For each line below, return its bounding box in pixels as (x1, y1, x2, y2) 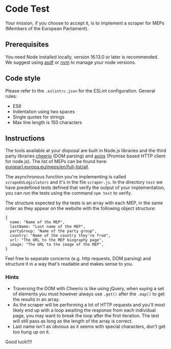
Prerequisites (5, 40, 49, 49)
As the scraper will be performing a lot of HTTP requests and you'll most (12, 301, 165, 308)
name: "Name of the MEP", (10, 220, 65, 225)
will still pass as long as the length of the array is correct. (12, 318, 133, 324)
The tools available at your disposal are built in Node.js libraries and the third (5, 148, 166, 154)
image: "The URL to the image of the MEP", (10, 242, 104, 247)
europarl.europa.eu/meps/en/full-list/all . (5, 164, 89, 170)
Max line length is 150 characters (12, 119, 83, 125)
